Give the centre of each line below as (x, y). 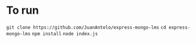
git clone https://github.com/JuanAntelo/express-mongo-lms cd (86, 27)
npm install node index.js (65, 33)
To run (22, 10)
